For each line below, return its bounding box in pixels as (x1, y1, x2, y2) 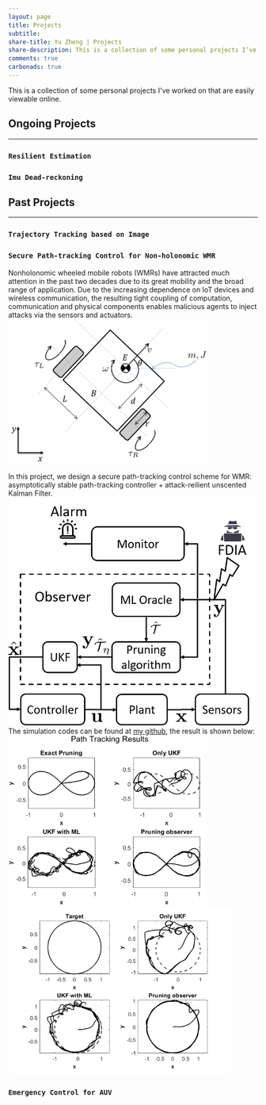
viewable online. (8, 94, 62, 103)
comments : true (8, 55, 59, 63)
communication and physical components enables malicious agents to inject (8, 301, 257, 311)
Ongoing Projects (8, 117, 97, 131)
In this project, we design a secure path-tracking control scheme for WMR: (8, 472, 252, 481)
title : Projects (8, 21, 62, 29)
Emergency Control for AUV (8, 1088, 112, 1097)
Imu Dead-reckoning (8, 173, 83, 182)
